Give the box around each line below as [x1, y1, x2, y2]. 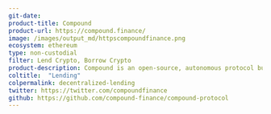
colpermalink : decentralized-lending [8, 79, 135, 87]
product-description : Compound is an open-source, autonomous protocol [8, 64, 254, 72]
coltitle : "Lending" [8, 71, 81, 79]
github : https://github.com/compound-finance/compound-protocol [8, 94, 229, 102]
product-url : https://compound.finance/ [8, 26, 147, 35]
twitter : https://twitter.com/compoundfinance [8, 86, 168, 95]
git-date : [8, 11, 42, 20]
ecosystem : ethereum [8, 42, 78, 50]
